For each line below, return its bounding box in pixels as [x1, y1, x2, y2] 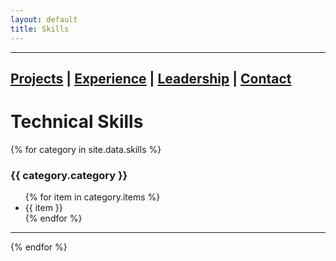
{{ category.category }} [10, 168, 128, 182]
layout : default [10, 14, 78, 25]
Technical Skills [10, 111, 144, 133]
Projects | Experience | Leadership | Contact [10, 70, 292, 87]
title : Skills [10, 24, 70, 34]
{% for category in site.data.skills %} [10, 143, 162, 155]
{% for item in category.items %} [24, 191, 161, 203]
